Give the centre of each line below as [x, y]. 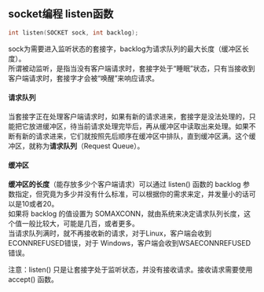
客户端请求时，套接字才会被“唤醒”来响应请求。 [84, 78]
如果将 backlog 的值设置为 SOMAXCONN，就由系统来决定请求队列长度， [126, 214]
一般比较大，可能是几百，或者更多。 [80, 224]
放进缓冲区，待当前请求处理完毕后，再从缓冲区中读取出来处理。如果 [139, 126]
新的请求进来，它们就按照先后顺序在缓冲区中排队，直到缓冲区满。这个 [135, 136]
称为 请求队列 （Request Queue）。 [90, 146]
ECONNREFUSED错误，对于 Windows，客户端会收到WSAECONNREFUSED [130, 243]
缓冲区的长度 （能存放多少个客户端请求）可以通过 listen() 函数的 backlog [125, 184]
